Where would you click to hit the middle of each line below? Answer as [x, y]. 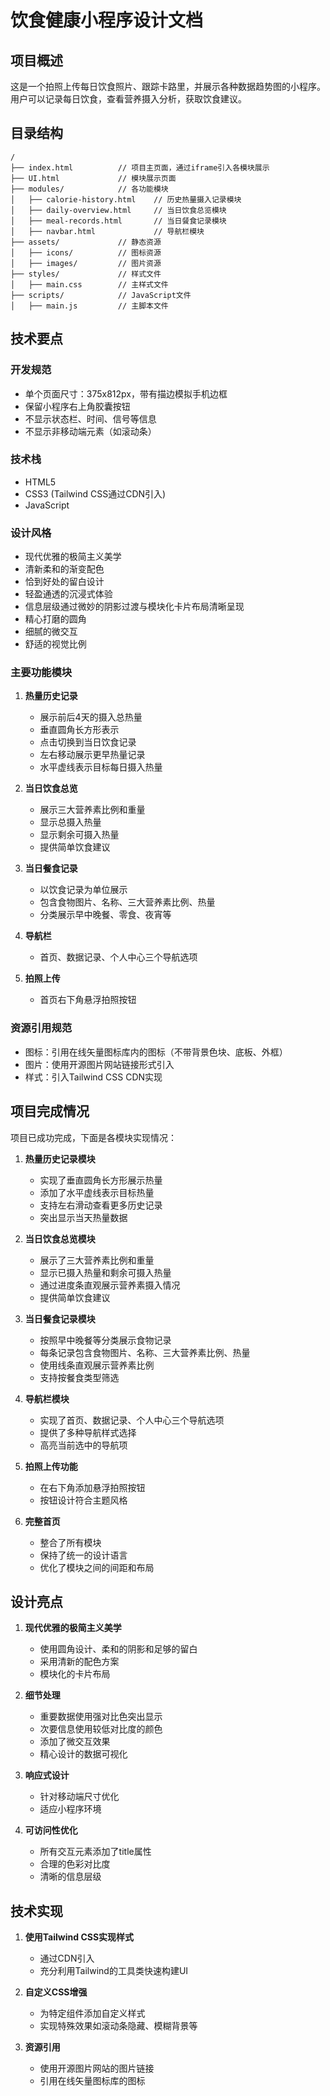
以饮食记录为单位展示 [83, 890]
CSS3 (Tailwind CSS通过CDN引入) [95, 493]
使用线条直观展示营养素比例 [97, 1365]
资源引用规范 [41, 1028]
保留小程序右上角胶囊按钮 [77, 406]
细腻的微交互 [51, 632]
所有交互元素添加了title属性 [95, 1852]
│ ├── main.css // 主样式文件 [89, 284]
